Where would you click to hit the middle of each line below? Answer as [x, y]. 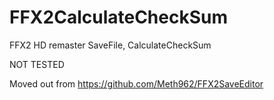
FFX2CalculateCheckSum [119, 17]
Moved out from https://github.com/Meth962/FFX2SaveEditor [136, 83]
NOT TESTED [37, 64]
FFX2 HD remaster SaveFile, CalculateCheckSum [110, 45]
